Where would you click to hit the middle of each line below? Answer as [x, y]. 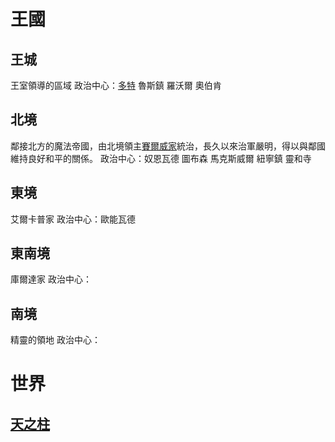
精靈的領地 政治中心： [55, 340]
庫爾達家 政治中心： [51, 279]
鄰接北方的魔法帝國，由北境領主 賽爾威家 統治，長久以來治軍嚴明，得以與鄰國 [168, 146]
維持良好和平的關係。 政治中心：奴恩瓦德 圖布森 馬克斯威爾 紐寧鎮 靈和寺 [161, 158]
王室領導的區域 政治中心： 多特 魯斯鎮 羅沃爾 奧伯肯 [116, 85]
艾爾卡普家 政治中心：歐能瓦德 [73, 219]
